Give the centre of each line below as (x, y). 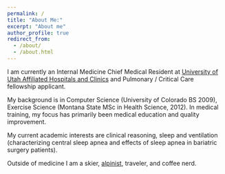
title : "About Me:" (35, 20)
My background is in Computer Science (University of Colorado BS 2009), (112, 99)
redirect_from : (29, 39)
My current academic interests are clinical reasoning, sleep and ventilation (112, 135)
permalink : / (26, 13)
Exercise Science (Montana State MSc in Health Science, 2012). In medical (113, 107)
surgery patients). (32, 150)
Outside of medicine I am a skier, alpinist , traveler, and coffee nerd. (102, 163)
